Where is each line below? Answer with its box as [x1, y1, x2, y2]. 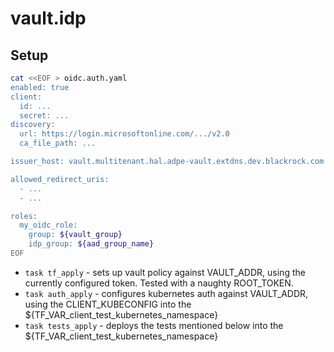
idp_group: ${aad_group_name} [28, 239, 155, 249]
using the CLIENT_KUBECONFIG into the [24, 298, 192, 310]
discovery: [10, 120, 56, 130]
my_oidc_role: [19, 220, 78, 231]
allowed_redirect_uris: [10, 174, 110, 184]
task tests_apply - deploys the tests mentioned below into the [24, 319, 284, 331]
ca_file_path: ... [19, 138, 97, 149]
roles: [10, 211, 38, 221]
